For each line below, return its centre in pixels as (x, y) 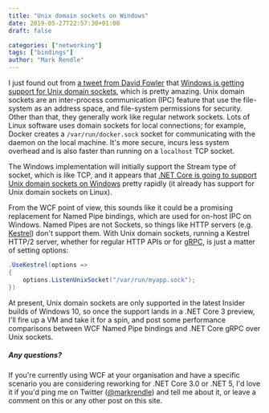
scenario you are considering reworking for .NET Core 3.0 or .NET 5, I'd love (134, 384)
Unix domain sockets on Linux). (60, 192)
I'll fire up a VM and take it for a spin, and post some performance (117, 320)
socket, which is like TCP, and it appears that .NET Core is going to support (132, 175)
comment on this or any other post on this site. (86, 401)
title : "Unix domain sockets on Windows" (79, 16)
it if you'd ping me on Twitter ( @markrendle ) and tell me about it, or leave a (132, 392)
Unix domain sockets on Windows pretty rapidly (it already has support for (131, 184)
